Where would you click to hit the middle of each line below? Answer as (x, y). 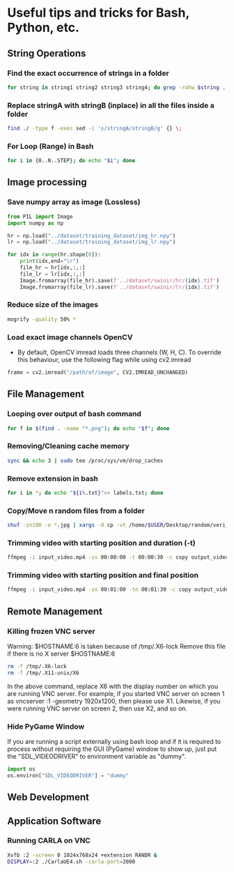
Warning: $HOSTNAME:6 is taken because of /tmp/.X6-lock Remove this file (117, 646)
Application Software (54, 821)
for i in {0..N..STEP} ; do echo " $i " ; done (71, 161)
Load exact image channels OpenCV (70, 337)
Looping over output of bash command (74, 414)
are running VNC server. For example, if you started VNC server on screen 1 (116, 693)
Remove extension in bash (53, 478)
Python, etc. (44, 27)
